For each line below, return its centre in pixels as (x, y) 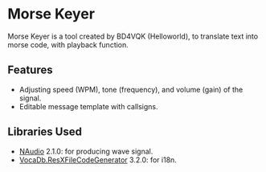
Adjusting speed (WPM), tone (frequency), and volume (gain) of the (131, 89)
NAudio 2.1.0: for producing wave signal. (86, 151)
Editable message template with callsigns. (88, 106)
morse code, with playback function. (68, 44)
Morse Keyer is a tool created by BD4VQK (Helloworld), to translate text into (133, 36)
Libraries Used (45, 132)
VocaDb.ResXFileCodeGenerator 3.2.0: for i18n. (98, 160)
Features (30, 70)
